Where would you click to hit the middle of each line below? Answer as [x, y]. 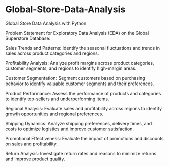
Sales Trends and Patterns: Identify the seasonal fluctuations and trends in [83, 48]
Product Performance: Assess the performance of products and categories [83, 93]
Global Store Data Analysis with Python [46, 23]
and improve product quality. [35, 159]
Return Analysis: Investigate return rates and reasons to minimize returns [81, 153]
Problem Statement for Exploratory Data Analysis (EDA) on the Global [77, 33]
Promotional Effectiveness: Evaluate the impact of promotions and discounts [84, 138]
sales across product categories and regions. [52, 53]
